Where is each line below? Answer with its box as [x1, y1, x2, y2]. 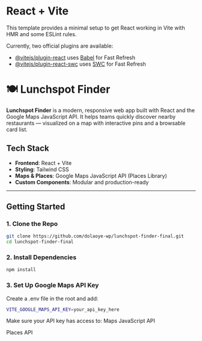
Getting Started [6, 202, 66, 212]
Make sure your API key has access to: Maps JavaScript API [6, 318, 155, 325]
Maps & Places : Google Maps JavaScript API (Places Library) [14, 172, 167, 179]
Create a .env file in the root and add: [6, 295, 99, 302]
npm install [6, 267, 36, 273]
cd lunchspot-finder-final [6, 239, 74, 245]
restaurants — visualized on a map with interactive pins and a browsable [6, 119, 186, 127]
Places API [6, 329, 33, 336]
